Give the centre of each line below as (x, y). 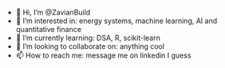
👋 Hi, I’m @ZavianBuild (53, 12)
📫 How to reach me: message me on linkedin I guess (103, 55)
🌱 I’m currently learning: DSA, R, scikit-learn (88, 38)
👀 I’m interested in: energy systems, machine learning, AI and (116, 21)
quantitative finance (49, 29)
